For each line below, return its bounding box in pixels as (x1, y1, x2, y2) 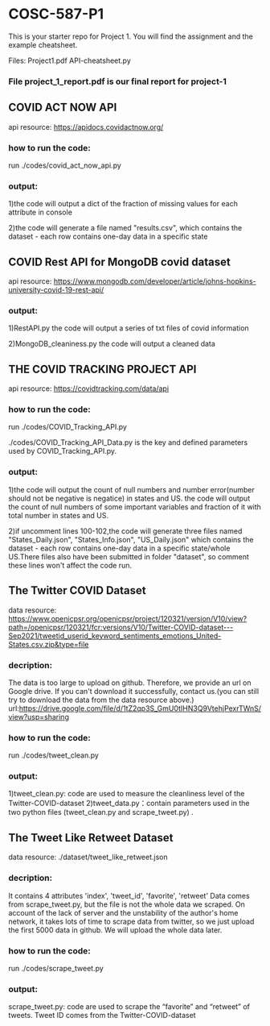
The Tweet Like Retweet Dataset (8, 831, 174, 845)
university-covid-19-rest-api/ (8, 285, 104, 295)
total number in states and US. (8, 510, 108, 520)
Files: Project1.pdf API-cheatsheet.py (8, 56, 131, 65)
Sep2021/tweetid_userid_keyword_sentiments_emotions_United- (8, 630, 222, 641)
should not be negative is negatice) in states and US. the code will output (8, 493, 251, 503)
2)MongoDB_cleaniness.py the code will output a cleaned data (8, 339, 215, 349)
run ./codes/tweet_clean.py (8, 750, 99, 760)
